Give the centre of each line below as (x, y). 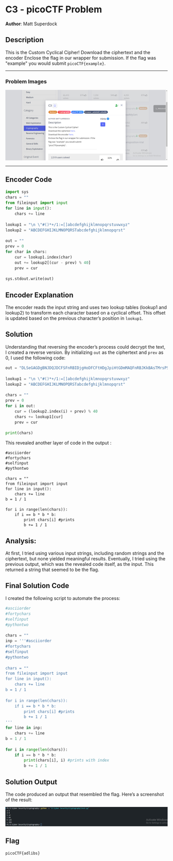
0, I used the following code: (36, 358)
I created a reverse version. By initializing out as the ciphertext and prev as (84, 352)
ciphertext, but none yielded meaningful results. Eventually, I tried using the (85, 559)
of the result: (19, 800)
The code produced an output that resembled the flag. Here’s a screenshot (85, 794)
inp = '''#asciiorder (29, 641)
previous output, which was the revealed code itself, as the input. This (80, 564)
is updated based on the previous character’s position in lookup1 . (74, 318)
